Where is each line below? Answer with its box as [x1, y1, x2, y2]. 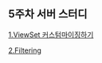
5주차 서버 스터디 [8, 7, 88, 21]
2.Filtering [8, 46, 42, 55]
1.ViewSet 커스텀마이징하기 [8, 30, 94, 39]
